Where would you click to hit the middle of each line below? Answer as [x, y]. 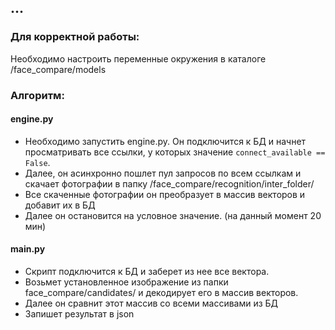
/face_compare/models [58, 69]
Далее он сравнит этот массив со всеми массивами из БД [151, 303]
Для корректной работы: [75, 37]
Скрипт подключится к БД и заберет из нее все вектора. [147, 272]
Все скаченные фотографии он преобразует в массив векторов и [165, 194]
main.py [28, 249]
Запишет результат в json [79, 314]
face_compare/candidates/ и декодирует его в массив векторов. [161, 293]
